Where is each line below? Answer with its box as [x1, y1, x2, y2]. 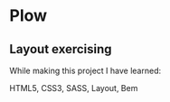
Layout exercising [9, 42, 112, 57]
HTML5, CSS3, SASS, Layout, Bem [9, 83, 138, 93]
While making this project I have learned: [9, 65, 162, 76]
